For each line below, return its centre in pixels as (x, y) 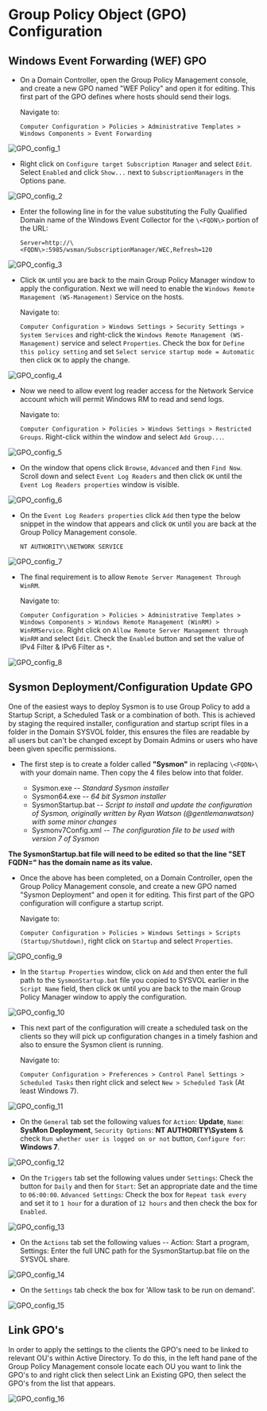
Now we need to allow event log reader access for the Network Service (137, 390)
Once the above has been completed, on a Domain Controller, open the (136, 878)
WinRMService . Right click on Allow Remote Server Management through (134, 630)
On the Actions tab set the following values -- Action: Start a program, (134, 1242)
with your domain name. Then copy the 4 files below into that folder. (132, 772)
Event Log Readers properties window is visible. (100, 485)
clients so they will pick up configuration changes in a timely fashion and (139, 1036)
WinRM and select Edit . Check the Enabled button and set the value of (132, 638)
